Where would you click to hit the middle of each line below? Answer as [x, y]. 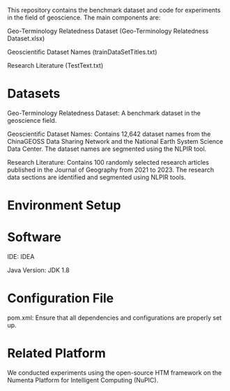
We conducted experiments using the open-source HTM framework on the [114, 372]
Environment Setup [64, 206]
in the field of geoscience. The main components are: [84, 17]
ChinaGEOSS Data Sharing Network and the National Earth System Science [115, 141]
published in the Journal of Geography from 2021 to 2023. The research [111, 170]
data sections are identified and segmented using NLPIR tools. [97, 177]
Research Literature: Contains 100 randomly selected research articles [108, 162]
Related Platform [56, 354]
